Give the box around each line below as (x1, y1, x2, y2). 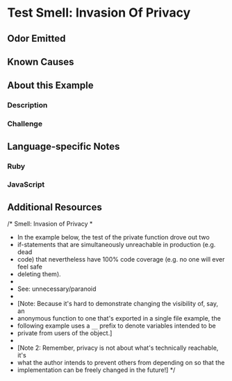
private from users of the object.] (17, 329, 113, 337)
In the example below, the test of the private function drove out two (17, 233, 210, 242)
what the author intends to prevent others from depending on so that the (17, 359, 225, 367)
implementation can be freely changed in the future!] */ (17, 366, 176, 374)
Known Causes (7, 56, 74, 67)
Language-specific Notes (7, 140, 120, 152)
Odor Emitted (7, 33, 66, 44)
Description (7, 101, 48, 110)
